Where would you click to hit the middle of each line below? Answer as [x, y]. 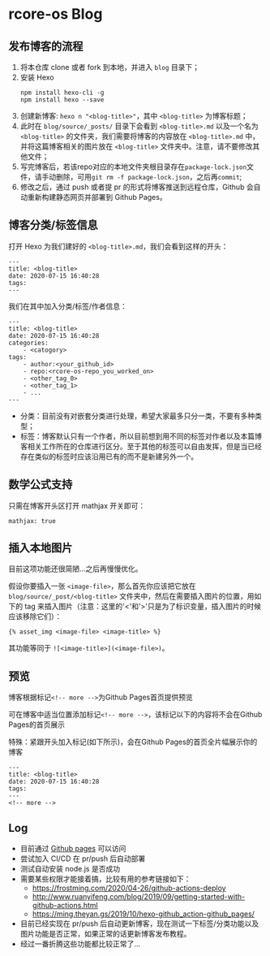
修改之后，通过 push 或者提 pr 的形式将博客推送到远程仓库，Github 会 [137, 187]
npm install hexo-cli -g [62, 93]
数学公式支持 [41, 484]
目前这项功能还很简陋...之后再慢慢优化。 [76, 569]
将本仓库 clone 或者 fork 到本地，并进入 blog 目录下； [110, 67]
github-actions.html [65, 906]
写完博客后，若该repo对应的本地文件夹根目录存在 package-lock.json [133, 167]
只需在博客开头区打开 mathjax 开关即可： [77, 505]
